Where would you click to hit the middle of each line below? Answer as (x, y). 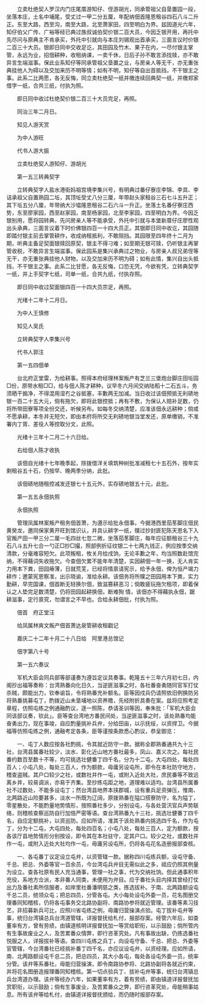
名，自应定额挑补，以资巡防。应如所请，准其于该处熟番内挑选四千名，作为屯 (103, 821)
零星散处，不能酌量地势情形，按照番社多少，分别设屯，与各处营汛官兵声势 (100, 805)
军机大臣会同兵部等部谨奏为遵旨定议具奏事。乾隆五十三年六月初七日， (105, 678)
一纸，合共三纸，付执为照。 (52, 85)
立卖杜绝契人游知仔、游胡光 (52, 164)
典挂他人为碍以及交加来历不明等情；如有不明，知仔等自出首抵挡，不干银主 (100, 70)
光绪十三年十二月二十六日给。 (54, 437)
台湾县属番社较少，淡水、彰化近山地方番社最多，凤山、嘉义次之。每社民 (108, 752)
